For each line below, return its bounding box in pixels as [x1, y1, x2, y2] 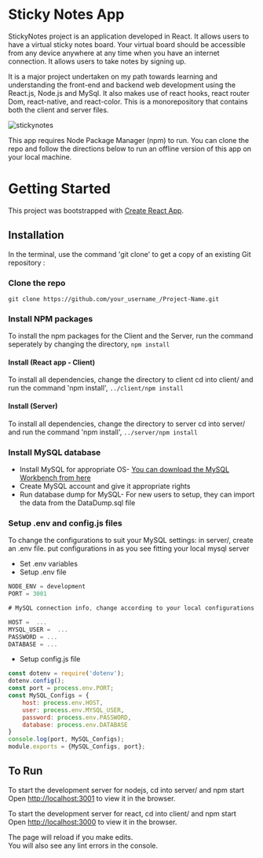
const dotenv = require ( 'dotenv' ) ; [8, 669, 125, 677]
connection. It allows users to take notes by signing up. [8, 57, 187, 66]
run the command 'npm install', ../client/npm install [8, 383, 184, 393]
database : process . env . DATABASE [22, 720, 128, 728]
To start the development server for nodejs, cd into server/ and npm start [8, 785, 245, 794]
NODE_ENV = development [8, 583, 86, 591]
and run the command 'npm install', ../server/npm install [8, 427, 198, 437]
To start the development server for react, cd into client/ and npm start [8, 808, 237, 818]
